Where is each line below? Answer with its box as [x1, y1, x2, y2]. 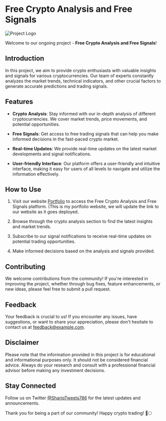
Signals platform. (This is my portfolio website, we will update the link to [12, 204, 159, 210]
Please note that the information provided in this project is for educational [5, 351, 155, 357]
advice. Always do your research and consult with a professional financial [5, 362, 156, 368]
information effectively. [12, 171, 60, 177]
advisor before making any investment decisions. [5, 367, 106, 373]
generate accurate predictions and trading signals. [5, 83, 108, 89]
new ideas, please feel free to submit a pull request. [5, 286, 111, 292]
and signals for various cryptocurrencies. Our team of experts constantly [5, 73, 154, 79]
